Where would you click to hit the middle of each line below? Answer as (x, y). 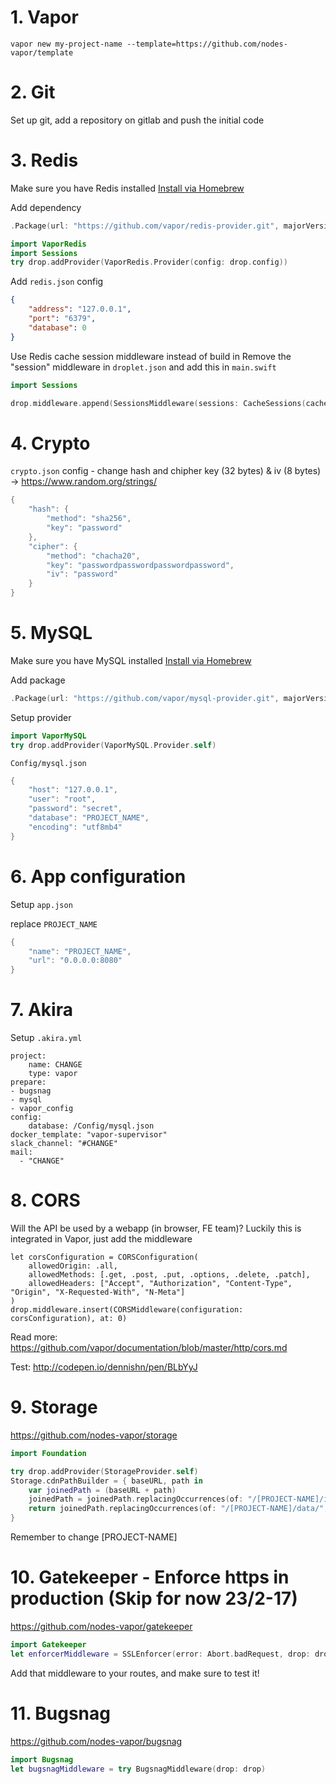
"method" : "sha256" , (89, 519)
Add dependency (46, 207)
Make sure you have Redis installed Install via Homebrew (127, 188)
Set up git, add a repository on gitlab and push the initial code (137, 120)
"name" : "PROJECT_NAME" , (80, 951)
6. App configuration (98, 876)
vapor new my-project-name (66, 44)
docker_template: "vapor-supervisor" (89, 1135)
